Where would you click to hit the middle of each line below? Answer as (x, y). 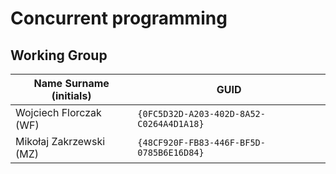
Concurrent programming (119, 18)
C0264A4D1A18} (171, 123)
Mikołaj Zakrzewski (60, 141)
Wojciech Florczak (58, 112)
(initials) (71, 95)
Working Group (59, 55)
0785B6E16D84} (171, 152)
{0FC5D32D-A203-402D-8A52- (201, 113)
